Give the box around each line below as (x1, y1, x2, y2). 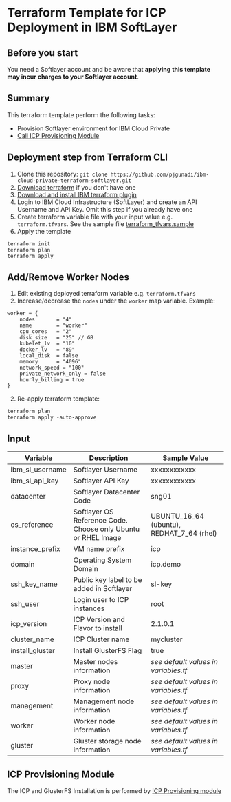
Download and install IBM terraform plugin (16, 190, 137, 199)
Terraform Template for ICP (7, 5, 166, 21)
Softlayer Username (73, 465, 138, 474)
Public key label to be (73, 575, 142, 585)
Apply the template (16, 227, 71, 235)
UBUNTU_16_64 (151, 512, 205, 521)
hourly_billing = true (19, 377, 85, 383)
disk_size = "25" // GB (19, 334, 94, 341)
